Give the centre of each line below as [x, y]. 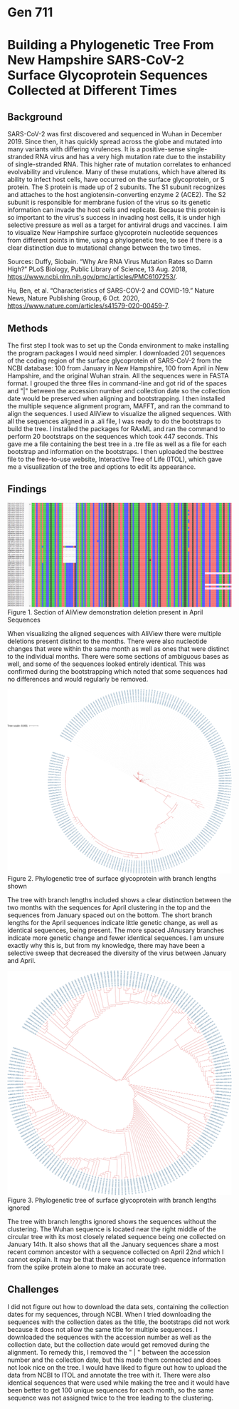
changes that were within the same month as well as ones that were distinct [118, 648]
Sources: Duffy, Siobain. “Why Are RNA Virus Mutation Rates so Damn [110, 262]
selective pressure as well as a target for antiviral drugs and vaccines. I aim [117, 225]
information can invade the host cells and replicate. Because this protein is [117, 210]
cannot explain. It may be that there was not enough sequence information [117, 1260]
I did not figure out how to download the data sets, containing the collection [118, 1306]
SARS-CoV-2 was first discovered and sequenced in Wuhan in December [115, 134]
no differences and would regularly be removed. [78, 679]
